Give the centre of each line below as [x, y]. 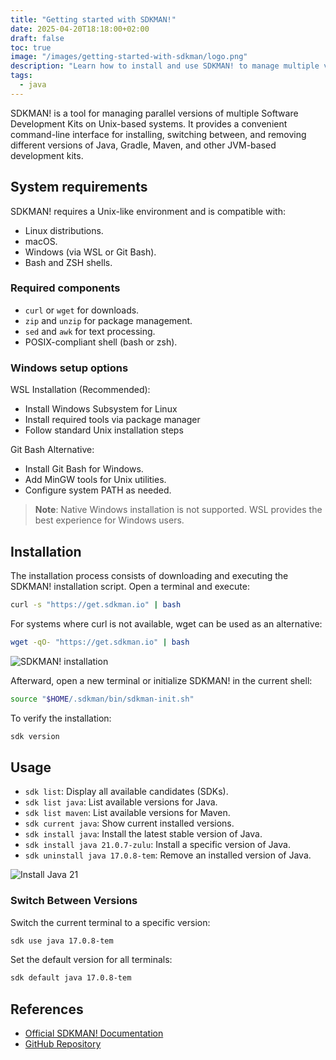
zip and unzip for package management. [108, 320]
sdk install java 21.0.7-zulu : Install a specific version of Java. [157, 845]
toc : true [31, 47]
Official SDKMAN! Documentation [94, 1033]
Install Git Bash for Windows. [84, 469]
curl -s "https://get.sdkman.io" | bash [96, 604]
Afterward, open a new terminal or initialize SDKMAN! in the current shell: [161, 680]
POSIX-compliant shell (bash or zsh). [101, 342]
